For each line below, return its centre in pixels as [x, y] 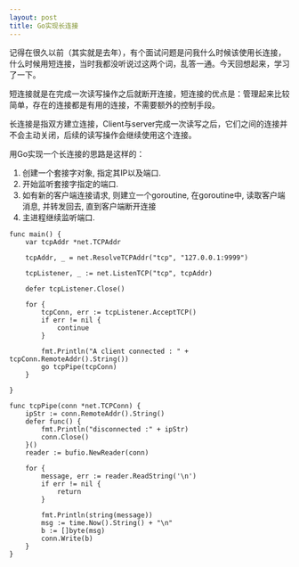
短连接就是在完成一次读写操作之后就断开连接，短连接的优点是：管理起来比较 [149, 94]
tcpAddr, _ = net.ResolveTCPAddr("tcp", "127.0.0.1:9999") [137, 258]
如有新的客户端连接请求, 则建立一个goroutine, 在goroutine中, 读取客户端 [154, 195]
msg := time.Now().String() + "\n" [107, 522]
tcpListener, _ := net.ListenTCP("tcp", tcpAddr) [119, 273]
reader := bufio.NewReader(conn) [87, 452]
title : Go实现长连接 [44, 26]
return [69, 491]
